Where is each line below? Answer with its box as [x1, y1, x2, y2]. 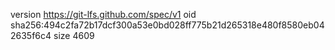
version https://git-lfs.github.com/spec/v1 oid [10, 9, 197, 20]
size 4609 [53, 30, 95, 41]
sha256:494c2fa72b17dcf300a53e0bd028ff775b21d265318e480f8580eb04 [10, 19, 325, 31]
